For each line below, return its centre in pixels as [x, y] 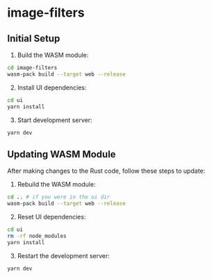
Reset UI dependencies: [51, 217]
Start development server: [55, 120]
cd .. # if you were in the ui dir [59, 197]
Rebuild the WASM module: [56, 185]
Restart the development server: [63, 255]
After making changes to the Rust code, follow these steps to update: [106, 171]
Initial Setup [34, 39]
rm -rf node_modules [37, 236]
